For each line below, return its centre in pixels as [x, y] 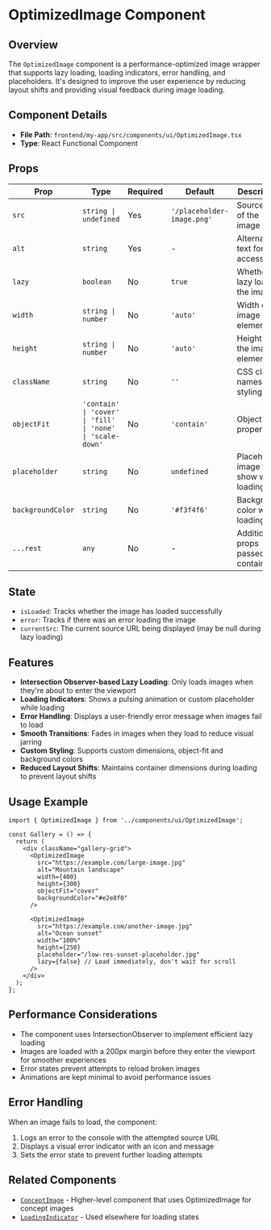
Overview [33, 45]
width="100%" [59, 941]
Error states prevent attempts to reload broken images [110, 1068]
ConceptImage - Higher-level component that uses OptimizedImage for [135, 1199]
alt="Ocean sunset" [70, 934]
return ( [30, 842]
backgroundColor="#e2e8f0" [83, 898]
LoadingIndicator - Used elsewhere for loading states [109, 1216]
